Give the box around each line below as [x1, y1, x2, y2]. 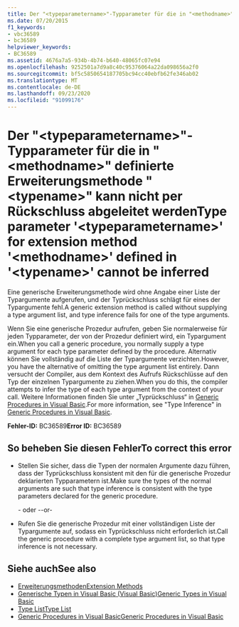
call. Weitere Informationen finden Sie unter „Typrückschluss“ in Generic [7, 392, 219, 401]
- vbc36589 [7, 30, 40, 38]
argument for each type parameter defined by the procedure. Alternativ [7, 347, 217, 356]
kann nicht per [95, 189, 183, 204]
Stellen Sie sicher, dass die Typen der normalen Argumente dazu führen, [17, 461, 231, 470]
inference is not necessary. [17, 542, 97, 551]
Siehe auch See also [7, 563, 97, 575]
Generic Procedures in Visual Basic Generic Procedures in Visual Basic [17, 612, 224, 621]
